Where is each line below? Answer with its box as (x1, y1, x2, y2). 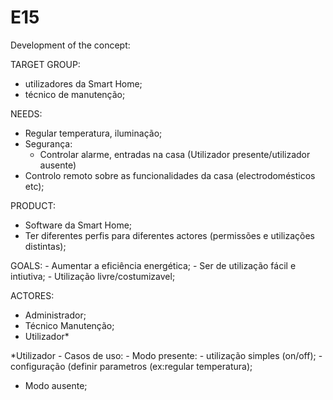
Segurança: (24, 137, 73, 150)
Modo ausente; (24, 379, 88, 391)
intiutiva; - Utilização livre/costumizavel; (10, 270, 176, 282)
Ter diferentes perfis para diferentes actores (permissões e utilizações (24, 229, 316, 241)
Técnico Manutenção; (24, 319, 115, 331)
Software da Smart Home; (24, 219, 133, 231)
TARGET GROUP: (10, 58, 81, 70)
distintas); (24, 240, 67, 252)
